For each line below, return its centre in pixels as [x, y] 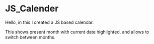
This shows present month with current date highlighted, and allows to [77, 32]
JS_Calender [32, 9]
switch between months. [30, 37]
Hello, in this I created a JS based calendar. [49, 22]
